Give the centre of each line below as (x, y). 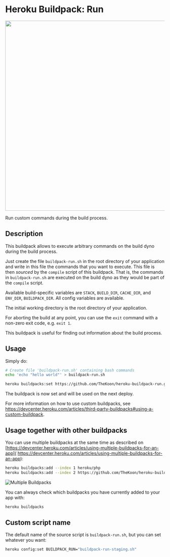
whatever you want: (26, 540)
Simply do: (16, 361)
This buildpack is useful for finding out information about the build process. (84, 332)
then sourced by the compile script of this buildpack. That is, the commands (84, 272)
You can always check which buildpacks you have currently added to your (83, 492)
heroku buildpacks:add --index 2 (40, 472)
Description (24, 234)
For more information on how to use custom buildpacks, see (68, 403)
